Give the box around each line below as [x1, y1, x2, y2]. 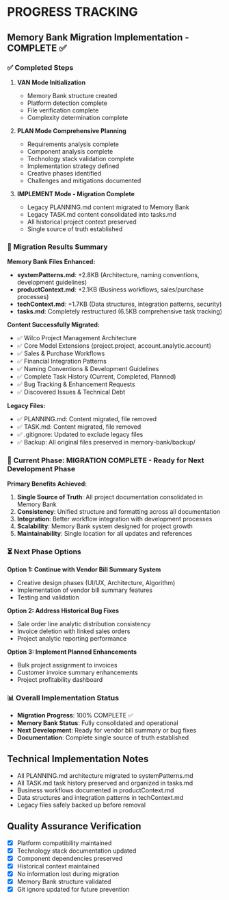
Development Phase [7, 464, 76, 474]
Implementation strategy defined [27, 162, 120, 170]
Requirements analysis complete [27, 140, 120, 148]
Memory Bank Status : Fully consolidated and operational [16, 719, 179, 727]
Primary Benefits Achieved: [7, 479, 87, 488]
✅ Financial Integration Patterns [16, 357, 107, 366]
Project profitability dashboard [16, 675, 103, 683]
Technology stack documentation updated [16, 846, 137, 855]
